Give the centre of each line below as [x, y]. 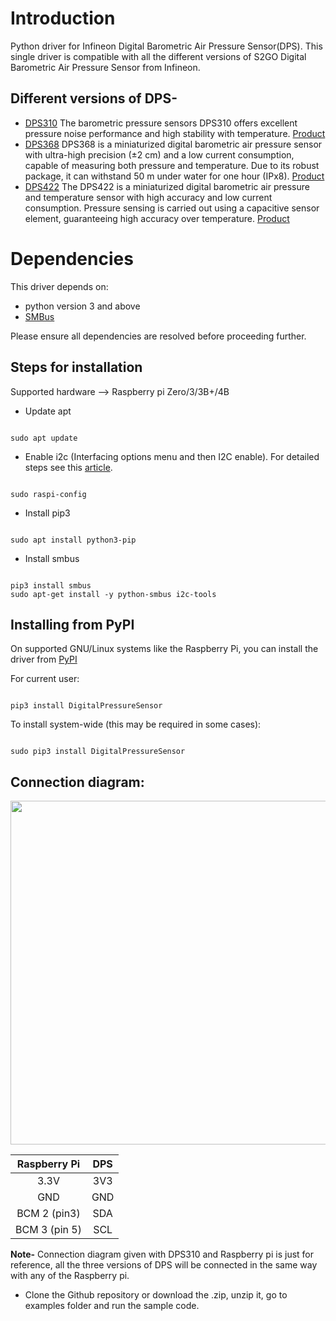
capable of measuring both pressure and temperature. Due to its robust [172, 165]
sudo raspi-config [48, 494]
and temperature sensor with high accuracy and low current [148, 197]
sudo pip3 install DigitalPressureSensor [98, 752]
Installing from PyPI [72, 624]
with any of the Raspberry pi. [70, 1276]
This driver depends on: [59, 286]
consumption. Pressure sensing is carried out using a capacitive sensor [172, 208]
